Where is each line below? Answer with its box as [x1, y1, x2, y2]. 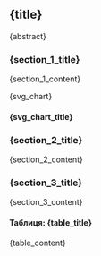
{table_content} [9, 237, 67, 248]
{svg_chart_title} [9, 111, 73, 122]
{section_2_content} [9, 154, 83, 165]
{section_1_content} [9, 73, 81, 84]
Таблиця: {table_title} [9, 217, 92, 227]
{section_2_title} [9, 133, 83, 146]
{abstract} [9, 30, 47, 41]
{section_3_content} [9, 197, 83, 208]
